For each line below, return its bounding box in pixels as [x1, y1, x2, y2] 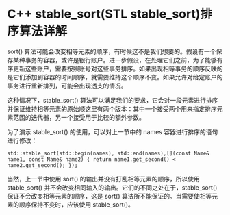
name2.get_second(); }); [7, 162, 78, 168]
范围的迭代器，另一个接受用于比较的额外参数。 [12, 113, 145, 121]
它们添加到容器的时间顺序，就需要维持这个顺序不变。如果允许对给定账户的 [12, 73, 223, 81]
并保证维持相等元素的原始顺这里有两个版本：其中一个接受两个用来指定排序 [7, 104, 217, 113]
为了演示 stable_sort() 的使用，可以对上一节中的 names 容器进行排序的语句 [7, 127, 218, 136]
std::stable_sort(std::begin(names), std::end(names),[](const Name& [7, 150, 210, 157]
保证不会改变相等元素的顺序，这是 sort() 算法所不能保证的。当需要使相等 [7, 192, 212, 200]
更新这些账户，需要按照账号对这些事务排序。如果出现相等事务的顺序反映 [12, 64, 217, 73]
